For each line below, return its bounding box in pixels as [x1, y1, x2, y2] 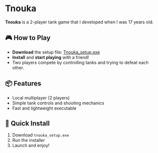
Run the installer [12, 137, 45, 143]
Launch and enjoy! [12, 142, 50, 149]
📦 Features [5, 79, 42, 88]
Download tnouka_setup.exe [12, 132, 69, 138]
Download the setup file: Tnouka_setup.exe [12, 49, 100, 55]
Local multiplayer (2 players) [12, 95, 70, 100]
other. [12, 64, 24, 71]
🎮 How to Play [5, 34, 51, 42]
